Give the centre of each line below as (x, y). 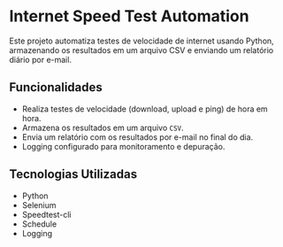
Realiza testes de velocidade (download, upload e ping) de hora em (145, 109)
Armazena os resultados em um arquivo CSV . (103, 127)
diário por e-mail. (41, 59)
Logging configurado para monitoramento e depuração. (123, 146)
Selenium (39, 205)
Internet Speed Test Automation (129, 16)
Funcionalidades (56, 87)
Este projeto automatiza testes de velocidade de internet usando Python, (141, 41)
